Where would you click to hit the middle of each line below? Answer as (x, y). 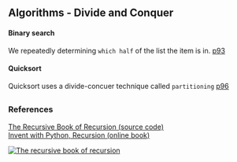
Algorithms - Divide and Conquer (91, 13)
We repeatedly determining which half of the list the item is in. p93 (117, 50)
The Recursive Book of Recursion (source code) (86, 127)
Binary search (31, 33)
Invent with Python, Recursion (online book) (79, 135)
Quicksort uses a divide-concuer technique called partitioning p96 (119, 86)
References (31, 109)
